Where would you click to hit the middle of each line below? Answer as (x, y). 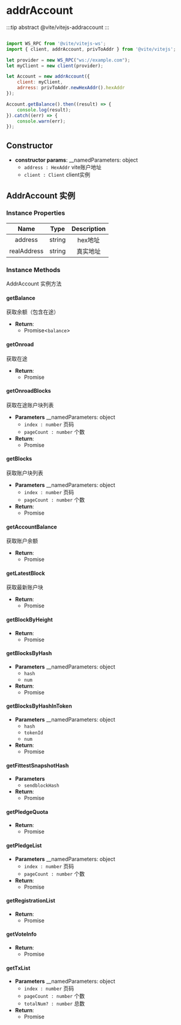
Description (89, 229)
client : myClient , (40, 82)
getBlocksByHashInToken (39, 706)
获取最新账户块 (25, 587)
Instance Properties (36, 213)
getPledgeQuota (27, 811)
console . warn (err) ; (41, 121)
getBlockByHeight (29, 620)
